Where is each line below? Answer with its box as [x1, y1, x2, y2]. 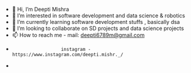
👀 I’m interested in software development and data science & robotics [11, 12, 186, 19]
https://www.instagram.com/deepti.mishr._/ [11, 51, 124, 57]
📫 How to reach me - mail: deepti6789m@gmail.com [11, 32, 145, 38]
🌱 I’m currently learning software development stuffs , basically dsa [11, 19, 180, 25]
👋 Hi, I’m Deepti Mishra [11, 6, 70, 13]
